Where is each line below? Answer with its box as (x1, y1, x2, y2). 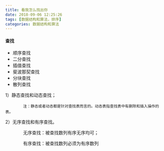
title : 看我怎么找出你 (5, 7, 48, 13)
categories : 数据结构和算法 (5, 21, 59, 27)
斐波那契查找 (12, 69, 40, 75)
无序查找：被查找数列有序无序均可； (22, 130, 99, 136)
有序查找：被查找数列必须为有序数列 (22, 140, 99, 146)
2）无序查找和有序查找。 (5, 119, 57, 125)
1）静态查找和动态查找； (5, 92, 56, 98)
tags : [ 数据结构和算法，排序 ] (5, 17, 62, 22)
